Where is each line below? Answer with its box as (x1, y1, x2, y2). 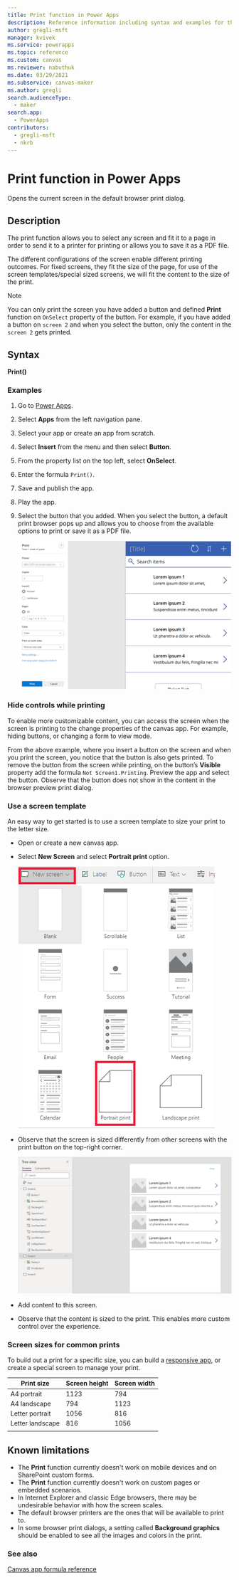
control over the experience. (17, 1322, 101, 1330)
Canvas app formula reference (7, 1565, 97, 1574)
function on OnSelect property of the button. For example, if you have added (7, 313, 231, 322)
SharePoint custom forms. (17, 1470, 95, 1479)
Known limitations (7, 1444, 90, 1456)
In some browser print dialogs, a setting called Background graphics (17, 1523, 221, 1532)
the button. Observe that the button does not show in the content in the (7, 776, 216, 784)
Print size (21, 1379, 50, 1388)
